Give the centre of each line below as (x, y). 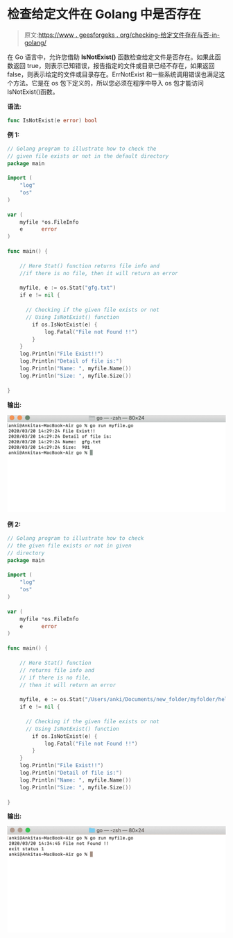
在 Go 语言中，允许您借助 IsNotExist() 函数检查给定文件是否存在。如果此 (111, 57)
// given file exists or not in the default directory (88, 156)
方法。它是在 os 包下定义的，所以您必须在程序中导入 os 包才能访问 (109, 83)
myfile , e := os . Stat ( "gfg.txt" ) (68, 288)
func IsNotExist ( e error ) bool (52, 120)
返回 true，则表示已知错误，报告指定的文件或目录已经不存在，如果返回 (114, 65)
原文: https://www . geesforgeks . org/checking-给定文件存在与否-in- (122, 35)
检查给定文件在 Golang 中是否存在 (104, 14)
